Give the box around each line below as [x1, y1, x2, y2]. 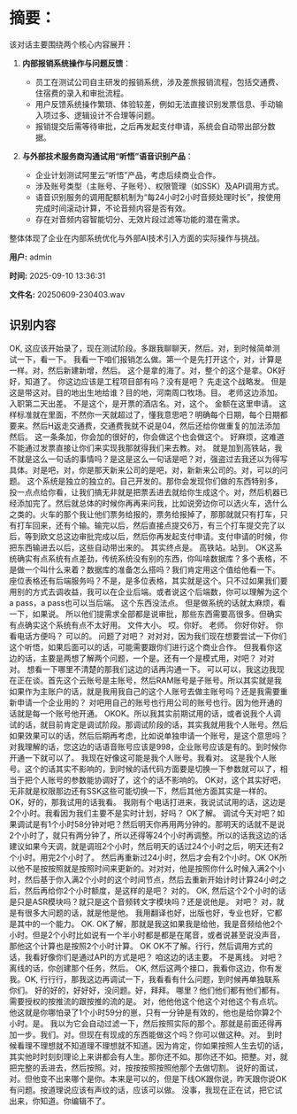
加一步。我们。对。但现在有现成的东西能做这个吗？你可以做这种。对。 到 [9, 1029, 275, 1040]
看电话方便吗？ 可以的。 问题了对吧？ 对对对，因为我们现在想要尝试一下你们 [9, 630, 287, 641]
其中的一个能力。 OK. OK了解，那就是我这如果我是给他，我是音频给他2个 [16, 918, 283, 929]
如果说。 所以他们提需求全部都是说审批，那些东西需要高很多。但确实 [32, 608, 283, 619]
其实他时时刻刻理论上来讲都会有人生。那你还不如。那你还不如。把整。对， [9, 1051, 280, 1062]
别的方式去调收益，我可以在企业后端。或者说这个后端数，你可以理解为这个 [16, 586, 288, 597]
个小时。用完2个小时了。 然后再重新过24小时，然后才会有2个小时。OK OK [9, 852, 280, 863]
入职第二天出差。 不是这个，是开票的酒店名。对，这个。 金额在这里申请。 [9, 398, 277, 408]
